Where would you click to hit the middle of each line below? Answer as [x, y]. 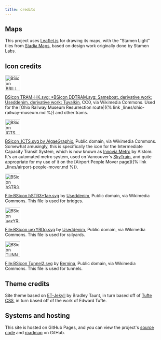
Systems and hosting [37, 316]
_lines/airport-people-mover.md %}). [42, 167]
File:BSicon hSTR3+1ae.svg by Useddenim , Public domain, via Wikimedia [77, 196]
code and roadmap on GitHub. [35, 332]
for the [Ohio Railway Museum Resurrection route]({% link [63, 107]
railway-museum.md [25, 113]
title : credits [20, 9]
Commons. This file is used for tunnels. [44, 268]
